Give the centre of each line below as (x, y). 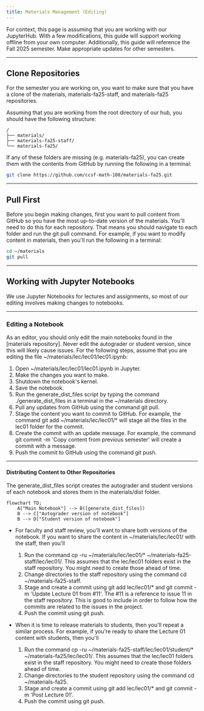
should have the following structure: (51, 119)
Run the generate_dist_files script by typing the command (87, 394)
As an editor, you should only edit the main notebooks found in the (89, 337)
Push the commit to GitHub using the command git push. (86, 452)
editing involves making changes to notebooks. (65, 303)
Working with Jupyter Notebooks (70, 282)
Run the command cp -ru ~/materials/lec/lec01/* (85, 555)
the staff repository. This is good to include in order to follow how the (110, 600)
